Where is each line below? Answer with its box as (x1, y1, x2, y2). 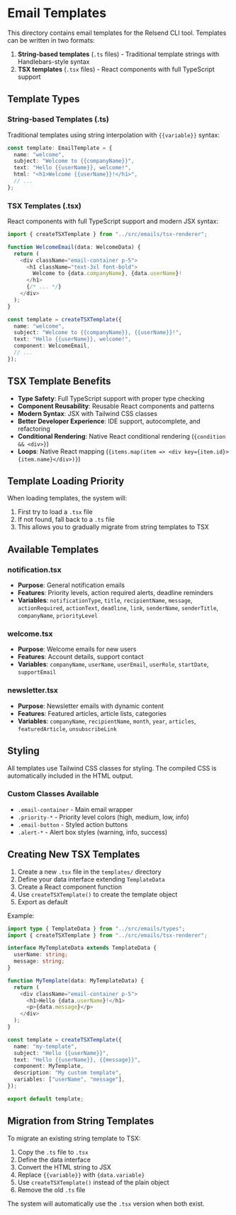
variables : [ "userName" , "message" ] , (13, 1076, 125, 1083)
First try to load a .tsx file (17, 508, 94, 516)
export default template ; (7, 1095, 84, 1103)
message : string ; (13, 958, 65, 965)
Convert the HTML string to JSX (17, 1162, 111, 1171)
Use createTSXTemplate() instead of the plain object (17, 1178, 169, 1187)
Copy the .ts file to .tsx (17, 1147, 89, 1156)
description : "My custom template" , (13, 1069, 122, 1076)
